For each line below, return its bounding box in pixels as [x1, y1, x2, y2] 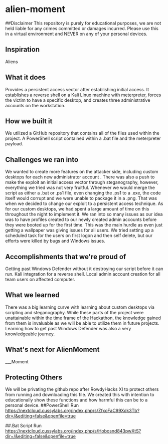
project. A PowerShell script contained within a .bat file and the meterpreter [5, 135, 161, 141]
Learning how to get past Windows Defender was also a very [5, 325, 131, 331]
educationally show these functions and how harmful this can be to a [5, 397, 148, 403]
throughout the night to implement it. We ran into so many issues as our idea [5, 211, 163, 217]
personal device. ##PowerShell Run [5, 402, 79, 408]
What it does [5, 73, 46, 82]
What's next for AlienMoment [5, 345, 100, 354]
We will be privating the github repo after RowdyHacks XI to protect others [5, 386, 159, 392]
